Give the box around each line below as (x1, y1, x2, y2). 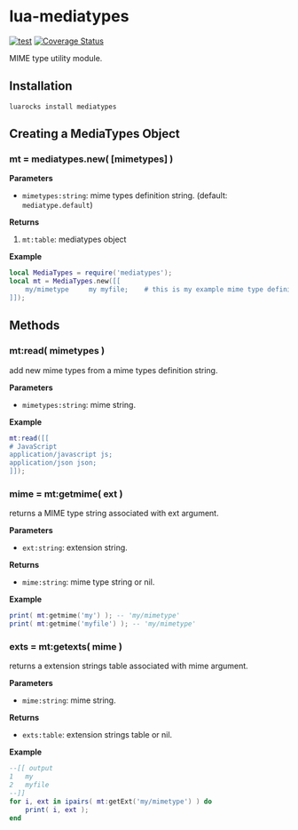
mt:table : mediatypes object (21, 234, 127, 245)
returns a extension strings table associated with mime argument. (9, 660, 248, 672)
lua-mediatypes (9, 6, 129, 27)
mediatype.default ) (21, 200, 93, 211)
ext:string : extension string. (21, 542, 129, 553)
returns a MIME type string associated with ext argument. (9, 508, 219, 519)
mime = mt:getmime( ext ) (9, 487, 123, 499)
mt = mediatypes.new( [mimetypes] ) (9, 153, 174, 165)
